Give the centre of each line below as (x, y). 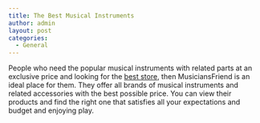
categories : (28, 38)
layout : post (30, 30)
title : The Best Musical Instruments (71, 16)
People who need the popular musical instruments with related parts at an (130, 68)
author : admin (32, 23)
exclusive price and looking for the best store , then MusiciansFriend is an (129, 77)
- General (32, 46)
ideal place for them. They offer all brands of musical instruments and (124, 85)
